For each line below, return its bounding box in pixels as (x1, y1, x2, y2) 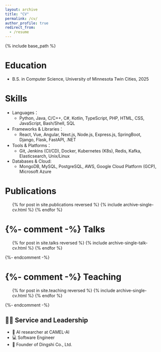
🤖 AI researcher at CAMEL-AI (12, 329, 70, 335)
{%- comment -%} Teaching (5, 271, 122, 282)
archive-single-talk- (108, 240, 148, 246)
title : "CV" (5, 12, 29, 17)
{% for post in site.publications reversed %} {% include (12, 201, 122, 207)
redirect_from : (5, 25, 36, 30)
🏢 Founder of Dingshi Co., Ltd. (12, 341, 73, 347)
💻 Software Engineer (12, 335, 55, 340)
